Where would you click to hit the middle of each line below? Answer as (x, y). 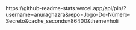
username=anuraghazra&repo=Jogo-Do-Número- (68, 14)
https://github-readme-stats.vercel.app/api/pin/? (66, 8)
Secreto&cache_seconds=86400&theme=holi (62, 21)
